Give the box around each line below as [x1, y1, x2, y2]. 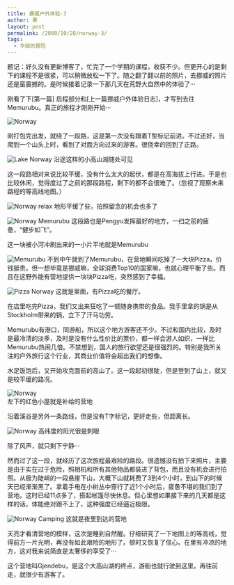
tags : [7, 36, 23, 43]
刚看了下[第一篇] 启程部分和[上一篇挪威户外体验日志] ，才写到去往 [7, 95, 195, 103]
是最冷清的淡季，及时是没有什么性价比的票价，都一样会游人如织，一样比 [7, 335, 214, 342]
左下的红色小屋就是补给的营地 [7, 397, 93, 406]
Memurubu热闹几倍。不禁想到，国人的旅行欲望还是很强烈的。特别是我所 [7, 343, 216, 351]
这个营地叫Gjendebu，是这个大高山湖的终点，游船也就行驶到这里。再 [7, 561, 206, 570]
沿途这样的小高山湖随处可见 [53, 155, 134, 163]
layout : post [7, 23, 45, 30]
